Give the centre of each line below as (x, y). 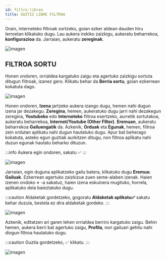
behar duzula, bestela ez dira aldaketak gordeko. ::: (57, 203)
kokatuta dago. (21, 87)
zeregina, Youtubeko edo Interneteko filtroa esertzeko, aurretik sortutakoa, (83, 117)
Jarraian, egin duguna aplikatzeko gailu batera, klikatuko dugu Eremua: (78, 172)
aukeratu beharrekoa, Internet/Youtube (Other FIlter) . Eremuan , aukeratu (81, 122)
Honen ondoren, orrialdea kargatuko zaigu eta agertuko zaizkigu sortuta (79, 76)
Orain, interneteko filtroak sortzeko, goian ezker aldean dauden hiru (74, 28)
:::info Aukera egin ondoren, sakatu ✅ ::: (46, 152)
